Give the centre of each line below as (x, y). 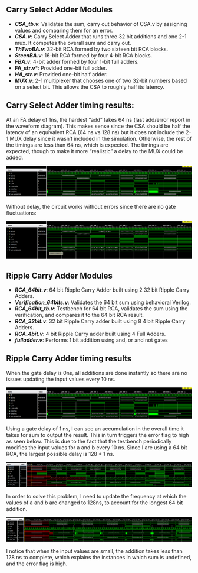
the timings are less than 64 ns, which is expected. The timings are (87, 145)
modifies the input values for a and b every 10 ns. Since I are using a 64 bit (97, 447)
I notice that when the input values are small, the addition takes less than (94, 551)
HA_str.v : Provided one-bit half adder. (61, 74)
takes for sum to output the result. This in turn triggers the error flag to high (98, 435)
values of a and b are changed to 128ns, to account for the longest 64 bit (95, 503)
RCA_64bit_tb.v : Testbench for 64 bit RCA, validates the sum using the (101, 309)
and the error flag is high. (37, 564)
